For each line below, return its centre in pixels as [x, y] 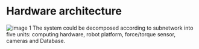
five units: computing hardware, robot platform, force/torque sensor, [91, 34]
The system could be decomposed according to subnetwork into [113, 28]
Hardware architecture [64, 11]
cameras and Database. [36, 41]
